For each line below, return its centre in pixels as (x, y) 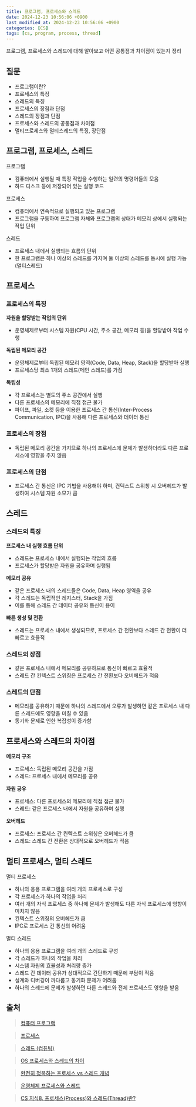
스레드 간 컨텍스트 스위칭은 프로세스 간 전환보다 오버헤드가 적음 (87, 676)
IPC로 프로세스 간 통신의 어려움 (50, 926)
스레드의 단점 (23, 692)
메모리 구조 (18, 756)
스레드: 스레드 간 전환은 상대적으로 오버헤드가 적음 (72, 841)
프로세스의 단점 (26, 472)
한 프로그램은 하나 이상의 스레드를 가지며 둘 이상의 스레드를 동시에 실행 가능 (101, 258)
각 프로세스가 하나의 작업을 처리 (50, 896)
